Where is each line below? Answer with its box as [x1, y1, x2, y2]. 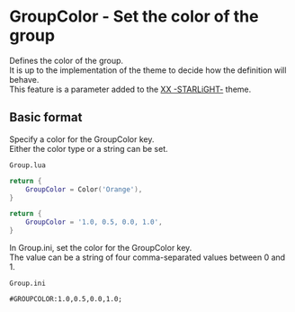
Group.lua [9, 160, 47, 170]
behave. [9, 74, 40, 85]
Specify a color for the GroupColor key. [9, 133, 155, 145]
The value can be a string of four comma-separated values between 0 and [9, 252, 286, 263]
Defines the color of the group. [9, 55, 124, 66]
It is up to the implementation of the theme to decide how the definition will [9, 65, 287, 76]
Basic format [9, 110, 83, 125]
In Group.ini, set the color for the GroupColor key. [9, 243, 192, 253]
